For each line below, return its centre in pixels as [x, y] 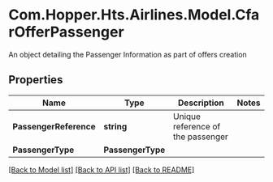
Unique [187, 116]
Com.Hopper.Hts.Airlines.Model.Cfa [134, 15]
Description [201, 103]
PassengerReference [54, 126]
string [115, 126]
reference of [197, 126]
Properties [36, 80]
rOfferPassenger [66, 32]
